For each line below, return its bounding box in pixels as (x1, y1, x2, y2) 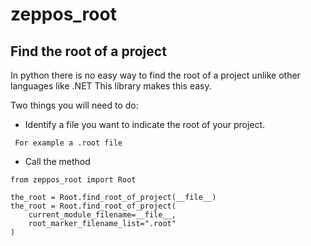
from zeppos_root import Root (10, 175, 137, 185)
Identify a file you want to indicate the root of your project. (24, 119, 266, 130)
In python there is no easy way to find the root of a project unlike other (10, 69, 301, 81)
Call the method (24, 156, 91, 167)
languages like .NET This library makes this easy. (10, 80, 212, 92)
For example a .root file (14, 138, 123, 148)
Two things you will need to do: (10, 99, 139, 111)
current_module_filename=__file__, (28, 210, 177, 220)
